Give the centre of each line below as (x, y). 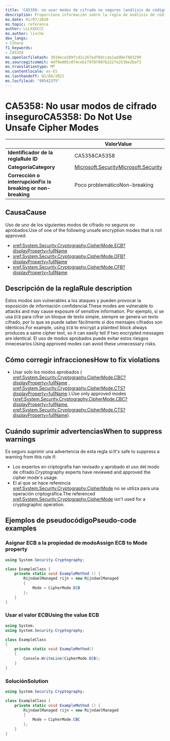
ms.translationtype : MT (30, 67)
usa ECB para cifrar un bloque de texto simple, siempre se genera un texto (82, 317)
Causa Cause (26, 212)
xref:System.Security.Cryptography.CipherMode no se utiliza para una (86, 488)
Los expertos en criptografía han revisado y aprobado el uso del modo (86, 466)
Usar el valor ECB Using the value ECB (52, 615)
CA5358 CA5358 (95, 156)
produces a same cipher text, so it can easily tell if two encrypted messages (84, 333)
